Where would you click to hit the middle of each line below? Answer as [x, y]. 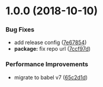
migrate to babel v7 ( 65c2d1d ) [51, 77]
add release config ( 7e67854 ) [50, 42]
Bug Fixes [20, 30]
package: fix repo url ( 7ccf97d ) [52, 49]
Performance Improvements [47, 64]
